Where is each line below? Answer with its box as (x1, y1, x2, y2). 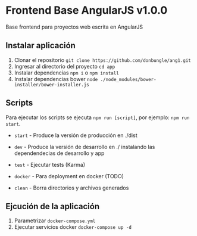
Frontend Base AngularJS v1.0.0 (5, 4, 168, 17)
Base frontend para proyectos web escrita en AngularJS (5, 23, 143, 30)
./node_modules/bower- (100, 76, 157, 82)
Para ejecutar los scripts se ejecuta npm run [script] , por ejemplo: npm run (5, 114, 190, 121)
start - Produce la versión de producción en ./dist (14, 132, 137, 139)
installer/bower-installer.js (14, 82, 90, 88)
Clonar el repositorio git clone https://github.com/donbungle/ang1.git (14, 56, 192, 63)
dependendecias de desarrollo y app (14, 150, 105, 157)
